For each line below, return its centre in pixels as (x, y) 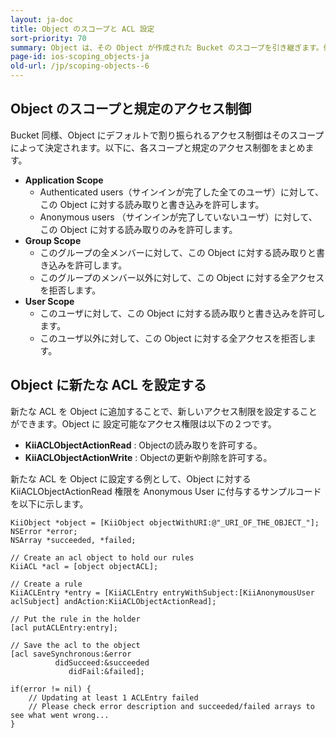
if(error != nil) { (51, 689)
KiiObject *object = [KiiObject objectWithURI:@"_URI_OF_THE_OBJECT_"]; (165, 522)
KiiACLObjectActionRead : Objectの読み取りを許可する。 (143, 445)
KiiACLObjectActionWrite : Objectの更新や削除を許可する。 (148, 457)
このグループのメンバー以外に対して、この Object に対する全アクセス (182, 277)
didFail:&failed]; (106, 671)
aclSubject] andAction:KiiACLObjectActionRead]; (113, 601)
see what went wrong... (60, 715)
